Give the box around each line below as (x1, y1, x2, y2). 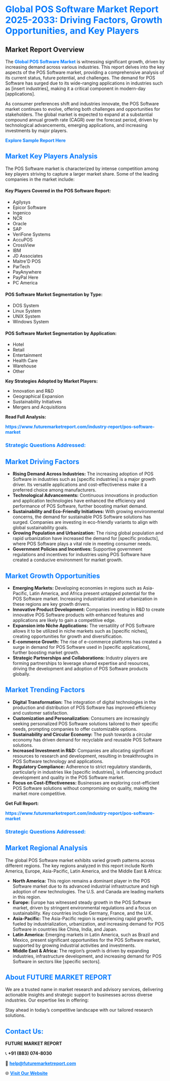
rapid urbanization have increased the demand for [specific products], (12, 535, 159, 542)
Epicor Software (12, 204, 47, 211)
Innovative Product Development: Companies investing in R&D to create (12, 606, 165, 612)
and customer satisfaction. (12, 710, 68, 716)
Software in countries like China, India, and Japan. (12, 926, 117, 932)
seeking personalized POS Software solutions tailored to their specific (12, 720, 158, 727)
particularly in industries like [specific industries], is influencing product (12, 769, 162, 775)
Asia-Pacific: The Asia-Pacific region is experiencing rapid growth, (12, 915, 153, 922)
